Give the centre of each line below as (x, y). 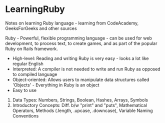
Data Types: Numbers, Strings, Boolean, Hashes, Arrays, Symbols (80, 100)
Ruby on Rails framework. (32, 48)
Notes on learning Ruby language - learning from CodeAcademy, (72, 23)
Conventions (25, 115)
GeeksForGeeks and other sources (41, 28)
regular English (28, 63)
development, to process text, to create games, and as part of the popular (81, 43)
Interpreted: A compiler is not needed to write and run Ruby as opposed (86, 69)
